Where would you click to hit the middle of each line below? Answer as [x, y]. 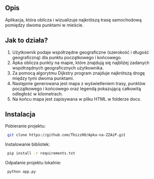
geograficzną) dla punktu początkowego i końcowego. [67, 57]
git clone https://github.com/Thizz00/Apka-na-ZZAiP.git [66, 135]
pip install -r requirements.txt [41, 154]
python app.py [22, 172]
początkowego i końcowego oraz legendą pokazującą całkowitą [77, 89]
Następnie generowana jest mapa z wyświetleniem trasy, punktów [79, 83]
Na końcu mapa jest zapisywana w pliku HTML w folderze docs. [77, 99]
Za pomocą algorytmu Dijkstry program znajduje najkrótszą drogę [78, 73]
